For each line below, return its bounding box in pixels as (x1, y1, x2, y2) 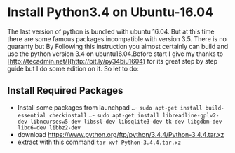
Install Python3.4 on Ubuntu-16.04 (7, 4, 214, 20)
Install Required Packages (7, 85, 123, 96)
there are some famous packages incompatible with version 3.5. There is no (7, 34, 227, 43)
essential (17, 112, 47, 119)
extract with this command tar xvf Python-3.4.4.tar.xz (17, 138, 181, 146)
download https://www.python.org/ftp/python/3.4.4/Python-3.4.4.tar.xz (17, 130, 224, 138)
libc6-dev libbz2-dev (17, 124, 81, 131)
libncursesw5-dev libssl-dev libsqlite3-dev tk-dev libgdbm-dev (30, 118, 222, 125)
